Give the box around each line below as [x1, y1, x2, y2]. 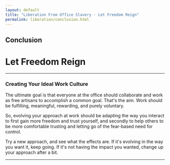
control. [5, 129, 22, 135]
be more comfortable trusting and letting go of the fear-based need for [5, 123, 153, 129]
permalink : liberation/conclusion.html [5, 17, 90, 22]
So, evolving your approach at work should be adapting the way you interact [5, 113, 164, 118]
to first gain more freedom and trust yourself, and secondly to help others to [5, 118, 164, 124]
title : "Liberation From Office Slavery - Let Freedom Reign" [5, 12, 139, 17]
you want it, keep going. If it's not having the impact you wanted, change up [5, 144, 163, 150]
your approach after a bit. [5, 149, 58, 155]
